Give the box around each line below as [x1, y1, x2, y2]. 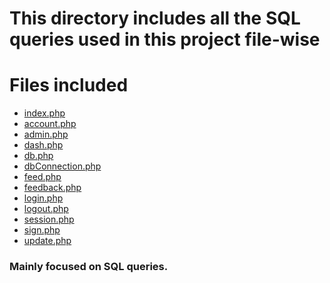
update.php [23, 235, 72, 247]
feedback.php [23, 182, 82, 194]
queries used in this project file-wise [9, 28, 321, 51]
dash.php [23, 139, 64, 151]
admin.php [23, 128, 69, 141]
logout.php [23, 203, 69, 215]
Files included [9, 74, 129, 97]
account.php [23, 118, 77, 130]
